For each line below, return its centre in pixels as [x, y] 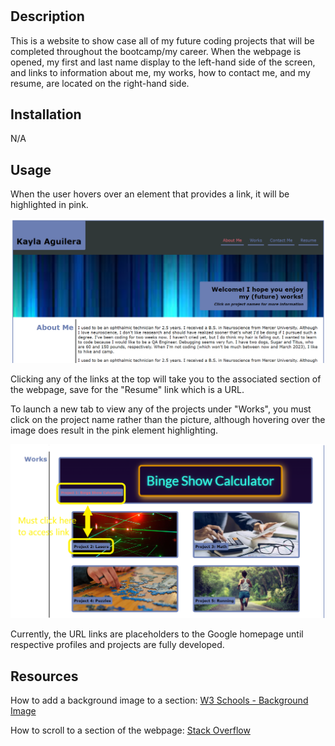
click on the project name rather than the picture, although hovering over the [168, 420]
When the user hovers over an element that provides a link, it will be [150, 194]
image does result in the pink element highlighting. [114, 430]
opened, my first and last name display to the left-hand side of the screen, [163, 62]
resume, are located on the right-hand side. [100, 83]
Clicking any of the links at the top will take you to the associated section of [166, 379]
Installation [46, 114]
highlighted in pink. [49, 205]
